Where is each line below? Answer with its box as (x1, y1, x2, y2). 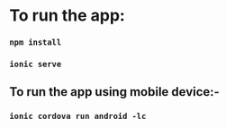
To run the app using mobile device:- (9, 84, 221, 99)
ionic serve (9, 59, 62, 70)
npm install (9, 38, 62, 47)
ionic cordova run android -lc (9, 111, 147, 122)
